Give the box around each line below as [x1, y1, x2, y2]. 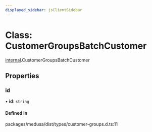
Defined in [5, 110, 28, 116]
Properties [5, 72, 39, 80]
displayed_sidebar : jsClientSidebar [5, 7, 82, 13]
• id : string [5, 98, 29, 105]
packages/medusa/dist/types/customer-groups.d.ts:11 [5, 121, 118, 127]
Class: [5, 29, 33, 41]
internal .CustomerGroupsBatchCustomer [5, 57, 90, 63]
